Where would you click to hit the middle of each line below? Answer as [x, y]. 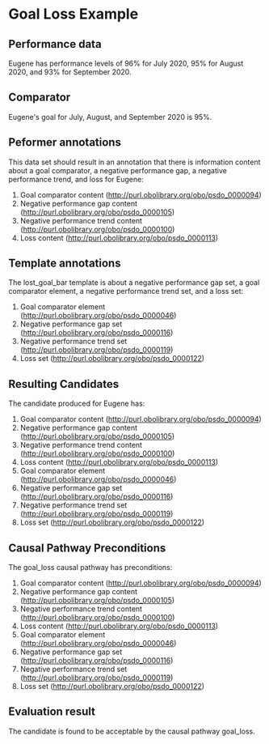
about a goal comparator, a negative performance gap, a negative [118, 170]
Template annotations [65, 264]
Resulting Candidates [64, 384]
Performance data [55, 44]
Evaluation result [52, 712]
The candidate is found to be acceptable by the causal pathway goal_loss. [132, 731]
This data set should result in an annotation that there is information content [134, 162]
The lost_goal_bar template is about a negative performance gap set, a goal [134, 283]
